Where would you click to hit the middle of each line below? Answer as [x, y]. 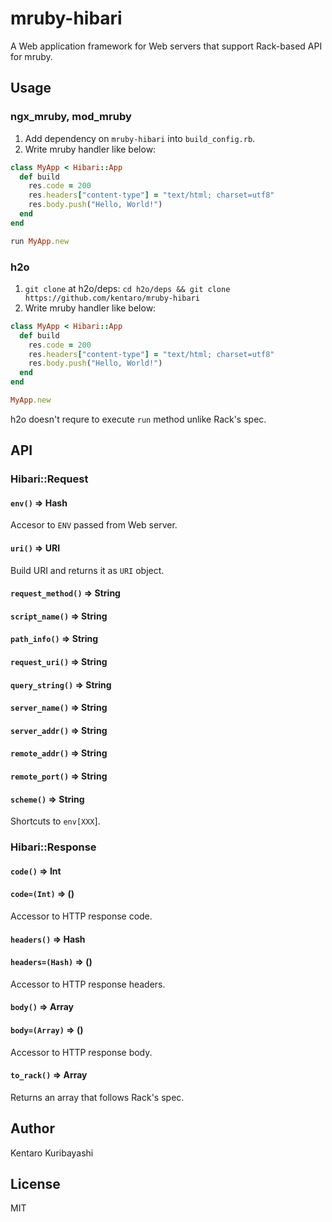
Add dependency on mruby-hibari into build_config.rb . [140, 138]
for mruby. [31, 56]
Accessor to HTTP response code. [81, 916]
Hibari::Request [49, 479]
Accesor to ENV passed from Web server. [94, 525]
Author [32, 1128]
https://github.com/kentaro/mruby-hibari [112, 298]
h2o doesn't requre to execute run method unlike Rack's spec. [138, 419]
